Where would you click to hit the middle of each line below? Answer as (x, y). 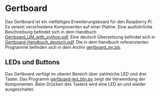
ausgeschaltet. (20, 89)
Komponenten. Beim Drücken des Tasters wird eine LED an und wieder (75, 84)
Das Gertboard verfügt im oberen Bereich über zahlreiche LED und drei (76, 74)
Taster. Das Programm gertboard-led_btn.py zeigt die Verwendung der (75, 79)
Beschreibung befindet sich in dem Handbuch (51, 32)
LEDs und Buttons (32, 62)
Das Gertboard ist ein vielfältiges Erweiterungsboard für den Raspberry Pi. (79, 22)
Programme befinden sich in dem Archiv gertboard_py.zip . (63, 47)
